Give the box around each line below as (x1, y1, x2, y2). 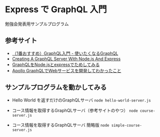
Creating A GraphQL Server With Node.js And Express (12, 56, 121, 62)
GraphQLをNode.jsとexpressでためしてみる (12, 61, 100, 68)
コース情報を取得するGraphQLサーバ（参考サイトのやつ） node (12, 107, 138, 113)
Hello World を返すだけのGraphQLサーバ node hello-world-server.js (12, 97, 151, 103)
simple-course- (111, 123, 142, 128)
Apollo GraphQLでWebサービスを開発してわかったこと (12, 68, 122, 73)
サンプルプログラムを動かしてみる (5, 83, 107, 92)
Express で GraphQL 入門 (5, 4, 107, 15)
